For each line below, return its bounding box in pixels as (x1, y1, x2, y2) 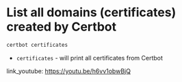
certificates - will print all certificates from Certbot (16, 54, 164, 62)
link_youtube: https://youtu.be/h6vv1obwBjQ (6, 66, 131, 75)
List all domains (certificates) (6, 5, 177, 20)
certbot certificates (6, 41, 68, 48)
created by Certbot (6, 19, 117, 35)
